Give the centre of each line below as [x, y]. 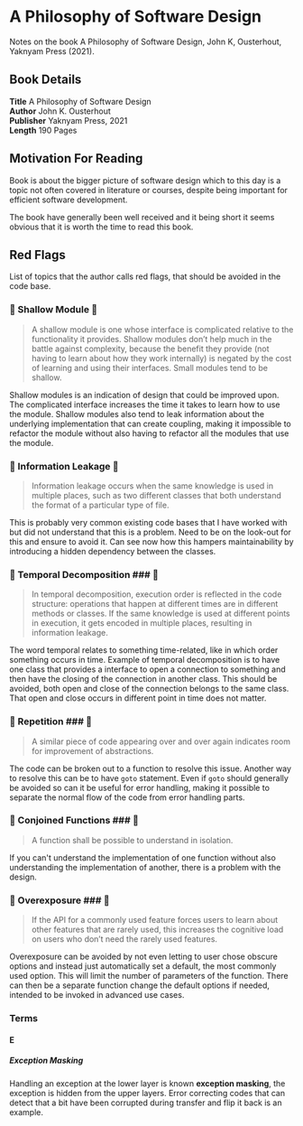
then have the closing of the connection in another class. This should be [143, 679]
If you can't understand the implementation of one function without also [143, 857]
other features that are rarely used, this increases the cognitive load [157, 930]
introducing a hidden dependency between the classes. [113, 551]
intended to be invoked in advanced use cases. [97, 995]
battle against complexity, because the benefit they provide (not [150, 349]
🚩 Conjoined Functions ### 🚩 [74, 821]
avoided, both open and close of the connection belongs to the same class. [149, 689]
